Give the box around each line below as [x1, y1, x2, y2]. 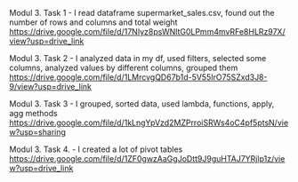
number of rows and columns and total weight [9, 17, 178, 28]
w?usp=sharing [9, 127, 67, 137]
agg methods [9, 108, 58, 118]
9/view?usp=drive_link [9, 82, 92, 91]
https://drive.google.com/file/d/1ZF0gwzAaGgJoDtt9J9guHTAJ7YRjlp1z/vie [9, 154, 286, 163]
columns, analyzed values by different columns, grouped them [9, 62, 238, 73]
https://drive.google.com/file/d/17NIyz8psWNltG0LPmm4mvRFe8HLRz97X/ [9, 27, 286, 36]
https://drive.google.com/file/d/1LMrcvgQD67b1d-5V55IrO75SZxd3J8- [9, 72, 268, 83]
